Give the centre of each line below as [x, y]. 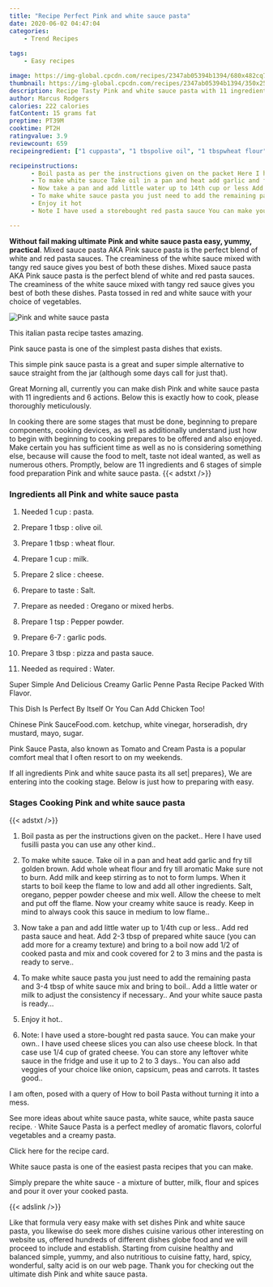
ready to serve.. [47, 962]
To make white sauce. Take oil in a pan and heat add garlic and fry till [136, 861]
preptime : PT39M [36, 121]
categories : [29, 31]
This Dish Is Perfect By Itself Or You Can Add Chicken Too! [107, 708]
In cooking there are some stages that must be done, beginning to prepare [133, 421]
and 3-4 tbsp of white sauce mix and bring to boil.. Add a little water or [139, 986]
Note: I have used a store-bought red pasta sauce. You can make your [138, 1035]
